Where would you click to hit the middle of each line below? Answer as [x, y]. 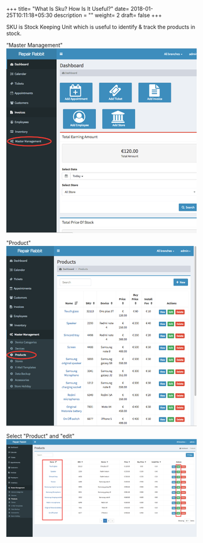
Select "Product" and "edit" [40, 436]
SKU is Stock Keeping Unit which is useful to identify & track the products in [101, 27]
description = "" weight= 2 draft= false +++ [108, 15]
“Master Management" [35, 45]
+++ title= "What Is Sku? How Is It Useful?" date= [68, 9]
